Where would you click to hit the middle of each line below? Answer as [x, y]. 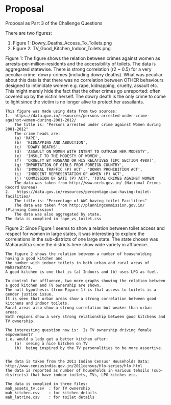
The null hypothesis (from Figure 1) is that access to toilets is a [81, 290]
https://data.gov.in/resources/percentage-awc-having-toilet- [84, 192]
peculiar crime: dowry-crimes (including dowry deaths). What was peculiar [84, 74]
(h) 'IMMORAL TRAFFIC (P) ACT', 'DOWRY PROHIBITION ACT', [79, 169]
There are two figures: [29, 33]
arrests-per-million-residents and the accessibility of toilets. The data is [81, 63]
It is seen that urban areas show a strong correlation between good [81, 299]
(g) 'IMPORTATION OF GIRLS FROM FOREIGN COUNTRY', [69, 165]
